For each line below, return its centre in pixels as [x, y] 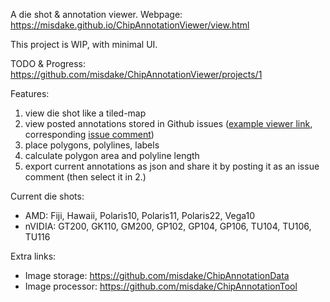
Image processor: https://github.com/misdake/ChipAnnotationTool [161, 286]
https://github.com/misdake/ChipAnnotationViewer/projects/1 [136, 74]
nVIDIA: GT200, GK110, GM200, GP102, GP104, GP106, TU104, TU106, [168, 226]
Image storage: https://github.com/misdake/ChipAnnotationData [157, 275]
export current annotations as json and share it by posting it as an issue [172, 166]
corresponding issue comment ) [89, 134]
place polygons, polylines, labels [92, 145]
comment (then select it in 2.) [85, 177]
